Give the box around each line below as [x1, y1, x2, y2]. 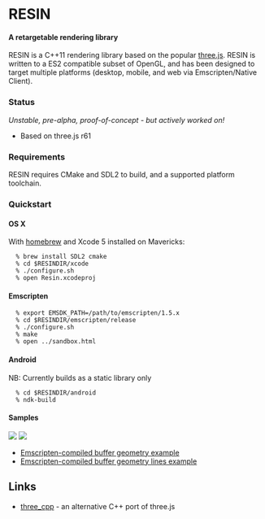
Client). [8, 76, 33, 86]
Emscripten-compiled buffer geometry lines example [20, 456, 198, 466]
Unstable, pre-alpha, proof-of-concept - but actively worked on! [8, 115, 225, 124]
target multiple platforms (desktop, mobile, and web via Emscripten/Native [8, 68, 258, 77]
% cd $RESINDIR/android [15, 388, 96, 397]
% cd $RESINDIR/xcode [15, 259, 89, 268]
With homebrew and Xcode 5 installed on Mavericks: [8, 237, 185, 246]
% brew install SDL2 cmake [15, 253, 107, 261]
